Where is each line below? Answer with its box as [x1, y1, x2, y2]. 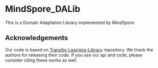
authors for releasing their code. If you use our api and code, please [5, 52, 143, 58]
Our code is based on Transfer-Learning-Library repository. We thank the [5, 46, 154, 52]
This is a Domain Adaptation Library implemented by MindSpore [5, 20, 134, 25]
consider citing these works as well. [5, 57, 78, 63]
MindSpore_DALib [5, 3, 80, 15]
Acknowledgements [5, 34, 68, 42]
